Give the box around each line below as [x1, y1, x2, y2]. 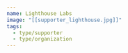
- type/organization [13, 36, 72, 43]
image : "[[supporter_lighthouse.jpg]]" [6, 17, 122, 23]
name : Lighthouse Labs [6, 10, 72, 17]
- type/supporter [13, 29, 63, 36]
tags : [6, 23, 22, 30]
